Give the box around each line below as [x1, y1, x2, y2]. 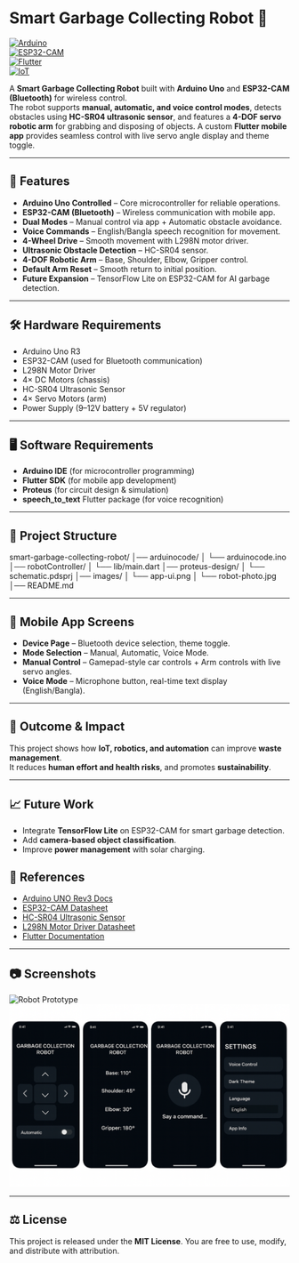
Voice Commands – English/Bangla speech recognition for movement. [21, 226, 281, 237]
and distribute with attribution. [9, 1245, 120, 1256]
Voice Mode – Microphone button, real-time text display [21, 676, 228, 686]
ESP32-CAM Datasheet [21, 903, 109, 913]
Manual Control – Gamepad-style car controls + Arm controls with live [21, 657, 281, 667]
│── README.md [9, 580, 74, 591]
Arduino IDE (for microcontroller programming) [21, 466, 196, 477]
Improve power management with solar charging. [21, 844, 206, 855]
